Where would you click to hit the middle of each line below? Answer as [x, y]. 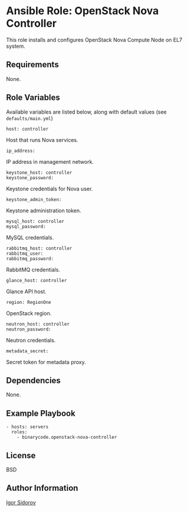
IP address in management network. [50, 161]
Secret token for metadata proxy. [46, 362]
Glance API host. [27, 291]
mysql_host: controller [35, 221]
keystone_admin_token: [34, 199]
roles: [19, 432]
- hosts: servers [27, 427]
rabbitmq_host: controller [39, 248]
